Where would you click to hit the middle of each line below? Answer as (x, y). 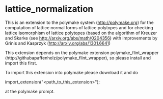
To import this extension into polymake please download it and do (72, 72)
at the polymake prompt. (30, 91)
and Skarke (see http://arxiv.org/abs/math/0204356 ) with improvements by (81, 38)
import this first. (21, 63)
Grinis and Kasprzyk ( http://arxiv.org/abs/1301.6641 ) (58, 43)
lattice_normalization (49, 9)
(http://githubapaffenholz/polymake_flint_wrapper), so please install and (78, 58)
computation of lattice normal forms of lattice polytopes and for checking (79, 27)
